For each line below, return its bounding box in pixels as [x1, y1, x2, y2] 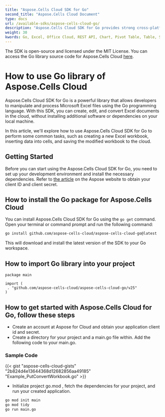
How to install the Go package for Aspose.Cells [5, 195, 152, 204]
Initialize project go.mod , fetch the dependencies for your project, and [12, 383, 156, 389]
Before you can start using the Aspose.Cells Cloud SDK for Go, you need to [5, 165, 157, 171]
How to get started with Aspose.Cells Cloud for [5, 303, 152, 312]
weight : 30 [5, 30, 27, 35]
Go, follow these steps [5, 311, 75, 319]
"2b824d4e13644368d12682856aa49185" [5, 368, 91, 374]
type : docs [5, 16, 27, 21]
